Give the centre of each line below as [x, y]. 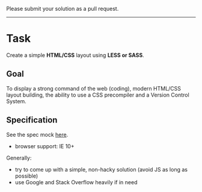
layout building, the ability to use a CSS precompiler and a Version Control [98, 95]
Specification [32, 120]
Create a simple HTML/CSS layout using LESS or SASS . [75, 55]
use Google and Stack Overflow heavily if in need [76, 182]
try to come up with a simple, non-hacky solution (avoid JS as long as [101, 169]
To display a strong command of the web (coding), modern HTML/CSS [94, 88]
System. [17, 101]
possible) [26, 176]
